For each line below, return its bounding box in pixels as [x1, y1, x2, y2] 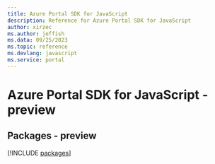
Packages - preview [7, 130, 97, 142]
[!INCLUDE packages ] [7, 148, 71, 157]
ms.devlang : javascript [7, 50, 78, 57]
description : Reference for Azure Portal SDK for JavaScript [7, 17, 192, 24]
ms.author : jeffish [7, 30, 65, 37]
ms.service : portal [7, 57, 65, 64]
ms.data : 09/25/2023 [7, 37, 69, 44]
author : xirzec [7, 23, 52, 30]
